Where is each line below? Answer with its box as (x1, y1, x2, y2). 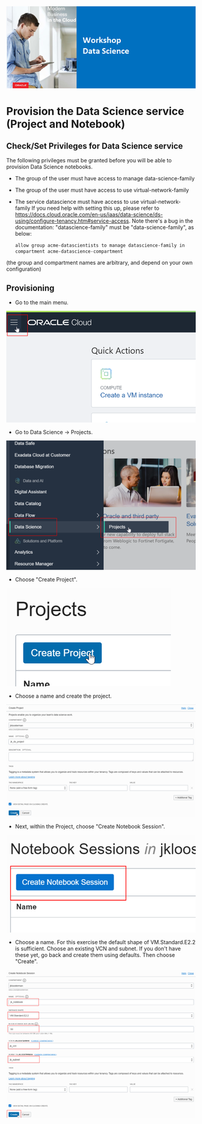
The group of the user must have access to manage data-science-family (14, 175, 195, 182)
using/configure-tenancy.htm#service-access (14, 217, 129, 225)
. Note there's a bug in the (129, 217, 194, 225)
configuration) (6, 265, 41, 273)
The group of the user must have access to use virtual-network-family (14, 186, 189, 194)
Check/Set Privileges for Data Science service (6, 141, 183, 151)
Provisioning (6, 283, 55, 293)
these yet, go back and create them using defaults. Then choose (14, 951, 176, 959)
